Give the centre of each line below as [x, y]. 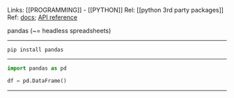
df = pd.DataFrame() [37, 81]
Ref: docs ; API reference [42, 17]
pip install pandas [36, 50]
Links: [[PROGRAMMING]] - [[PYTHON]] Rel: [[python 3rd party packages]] [116, 10]
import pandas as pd [37, 68]
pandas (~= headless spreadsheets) [59, 31]
